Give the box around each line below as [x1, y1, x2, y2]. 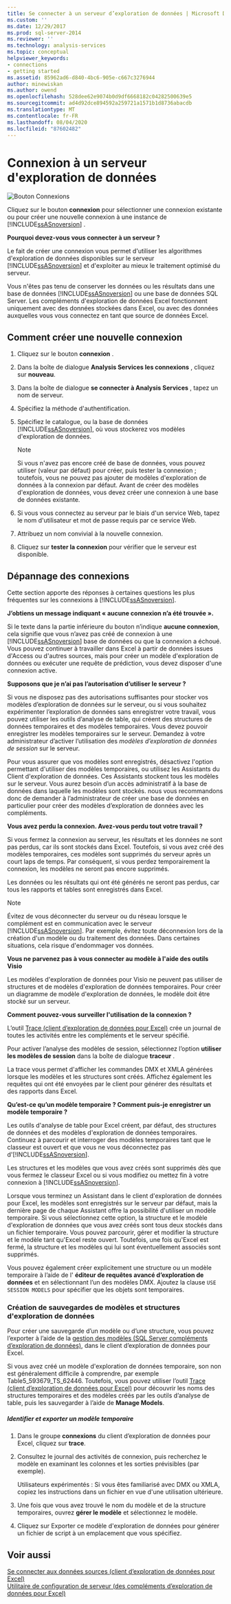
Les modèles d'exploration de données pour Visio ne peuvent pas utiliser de [7, 975, 223, 983]
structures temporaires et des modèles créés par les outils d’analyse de [7, 1391, 210, 1400]
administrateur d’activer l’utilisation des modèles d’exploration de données [7, 737, 218, 745]
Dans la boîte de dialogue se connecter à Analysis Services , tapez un [16, 383, 219, 392]
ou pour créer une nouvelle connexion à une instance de [7, 213, 167, 221]
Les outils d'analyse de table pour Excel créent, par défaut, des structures [7, 1121, 217, 1129]
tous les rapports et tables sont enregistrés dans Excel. [7, 885, 163, 894]
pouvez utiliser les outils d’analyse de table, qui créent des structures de [7, 715, 212, 723]
